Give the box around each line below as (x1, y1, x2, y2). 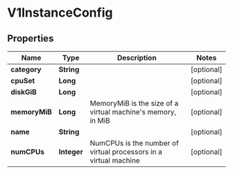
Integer (58, 147, 83, 157)
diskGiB (10, 87, 37, 96)
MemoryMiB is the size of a (89, 98, 179, 108)
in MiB (89, 116, 111, 125)
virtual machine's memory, (89, 107, 177, 116)
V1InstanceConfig (7, 5, 113, 21)
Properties (7, 33, 54, 44)
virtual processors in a (89, 147, 163, 157)
